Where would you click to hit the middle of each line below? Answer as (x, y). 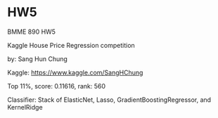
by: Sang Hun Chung (38, 59)
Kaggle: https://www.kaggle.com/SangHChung (75, 72)
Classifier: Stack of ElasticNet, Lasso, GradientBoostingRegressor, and (109, 100)
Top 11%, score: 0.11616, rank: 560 (57, 86)
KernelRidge (25, 107)
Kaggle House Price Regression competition (71, 45)
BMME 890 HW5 (32, 32)
